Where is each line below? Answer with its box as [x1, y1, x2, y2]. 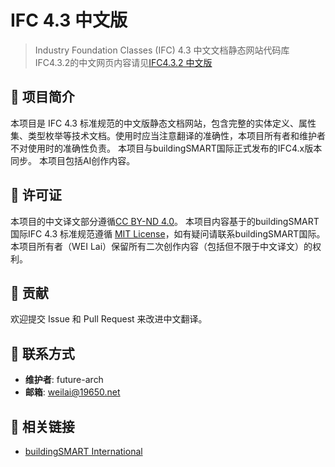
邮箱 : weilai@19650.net [24, 386, 121, 398]
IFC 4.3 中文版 [10, 9, 128, 32]
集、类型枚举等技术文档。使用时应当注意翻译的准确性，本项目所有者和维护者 [10, 129, 326, 141]
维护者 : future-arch [24, 374, 104, 386]
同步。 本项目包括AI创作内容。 [10, 154, 136, 166]
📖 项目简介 [10, 89, 75, 106]
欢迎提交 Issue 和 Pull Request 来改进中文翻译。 [10, 313, 208, 325]
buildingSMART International [24, 446, 143, 457]
